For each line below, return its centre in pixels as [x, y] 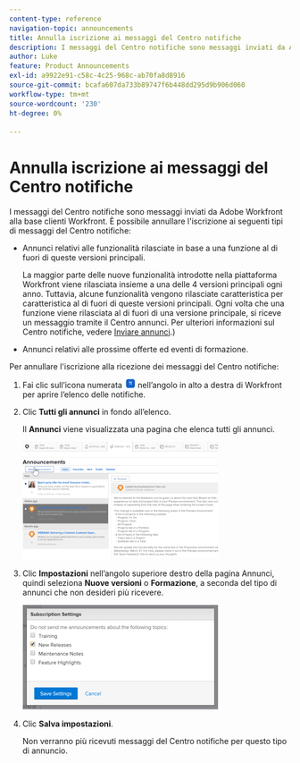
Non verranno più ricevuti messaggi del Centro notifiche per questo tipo [154, 742]
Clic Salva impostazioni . [67, 724]
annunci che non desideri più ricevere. [93, 593]
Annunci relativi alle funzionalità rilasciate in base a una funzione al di [150, 248]
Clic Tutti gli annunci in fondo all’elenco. [96, 412]
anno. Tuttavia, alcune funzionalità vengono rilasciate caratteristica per [153, 294]
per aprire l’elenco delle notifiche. [83, 394]
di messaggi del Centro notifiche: [70, 231]
